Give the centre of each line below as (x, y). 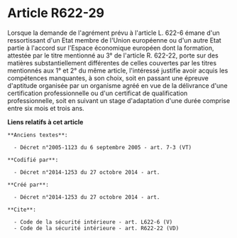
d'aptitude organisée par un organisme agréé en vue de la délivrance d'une (118, 85)
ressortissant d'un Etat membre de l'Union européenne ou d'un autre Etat (114, 40)
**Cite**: (22, 210)
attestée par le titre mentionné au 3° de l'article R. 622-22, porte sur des (113, 55)
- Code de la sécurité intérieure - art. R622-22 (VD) (97, 228)
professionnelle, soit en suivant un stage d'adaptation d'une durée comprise (119, 100)
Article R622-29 (56, 13)
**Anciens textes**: (38, 135)
